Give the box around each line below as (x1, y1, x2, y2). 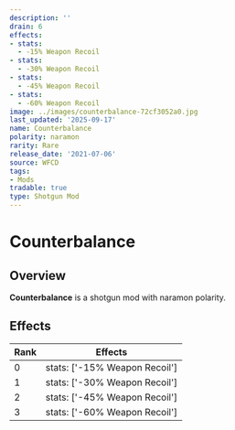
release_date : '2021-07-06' (9, 149, 117, 158)
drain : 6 (9, 22, 43, 31)
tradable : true (9, 184, 68, 193)
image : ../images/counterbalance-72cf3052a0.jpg (9, 107, 198, 116)
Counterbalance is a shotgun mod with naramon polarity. (9, 292, 227, 303)
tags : (9, 167, 30, 176)
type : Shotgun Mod (9, 192, 80, 201)
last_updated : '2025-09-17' (9, 115, 117, 124)
